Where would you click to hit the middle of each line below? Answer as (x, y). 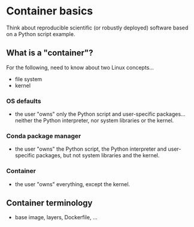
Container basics (50, 11)
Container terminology (49, 203)
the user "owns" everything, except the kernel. (72, 184)
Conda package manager (44, 136)
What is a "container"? (50, 53)
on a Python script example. (41, 34)
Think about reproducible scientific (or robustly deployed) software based (97, 28)
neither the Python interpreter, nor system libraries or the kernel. (94, 121)
